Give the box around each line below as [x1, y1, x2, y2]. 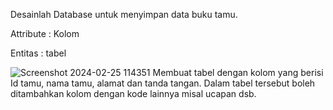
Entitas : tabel [10, 47, 67, 59]
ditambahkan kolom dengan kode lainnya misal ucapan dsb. [10, 88, 257, 99]
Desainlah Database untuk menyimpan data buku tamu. [10, 9, 238, 20]
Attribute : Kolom [10, 28, 80, 39]
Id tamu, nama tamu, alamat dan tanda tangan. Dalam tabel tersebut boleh [10, 77, 316, 89]
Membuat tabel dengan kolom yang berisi [152, 67, 324, 78]
